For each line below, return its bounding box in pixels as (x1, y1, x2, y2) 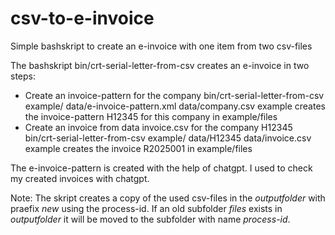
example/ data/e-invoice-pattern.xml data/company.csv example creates (24, 100, 326, 112)
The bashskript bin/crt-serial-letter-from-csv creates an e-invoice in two (10, 59, 310, 71)
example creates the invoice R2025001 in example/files (24, 142, 253, 154)
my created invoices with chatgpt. (10, 172, 150, 184)
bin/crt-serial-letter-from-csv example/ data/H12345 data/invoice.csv (24, 132, 312, 144)
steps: (10, 70, 36, 82)
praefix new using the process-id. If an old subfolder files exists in (10, 202, 283, 214)
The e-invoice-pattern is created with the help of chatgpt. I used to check (10, 162, 313, 174)
